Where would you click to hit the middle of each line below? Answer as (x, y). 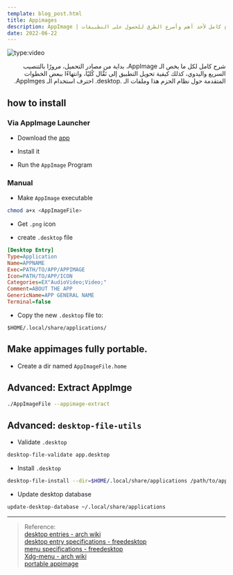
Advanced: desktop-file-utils (75, 425)
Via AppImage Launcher (49, 122)
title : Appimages (32, 20)
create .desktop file (45, 238)
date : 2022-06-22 (32, 33)
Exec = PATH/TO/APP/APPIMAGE (46, 269)
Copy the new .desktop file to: (60, 315)
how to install (37, 103)
